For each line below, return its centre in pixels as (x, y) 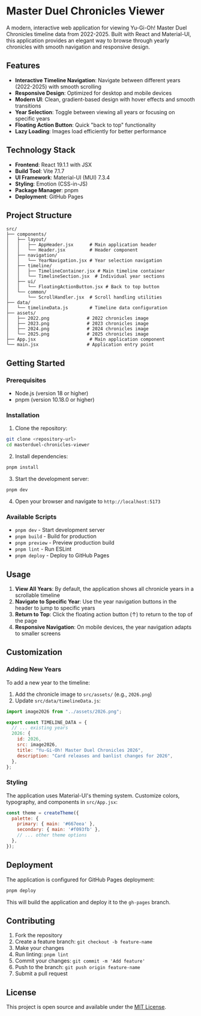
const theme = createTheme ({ (43, 813)
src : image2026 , (37, 745)
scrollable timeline (37, 595)
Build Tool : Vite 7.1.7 (40, 171)
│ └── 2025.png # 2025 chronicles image (77, 334)
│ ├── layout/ (26, 240)
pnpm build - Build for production (56, 536)
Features (23, 66)
